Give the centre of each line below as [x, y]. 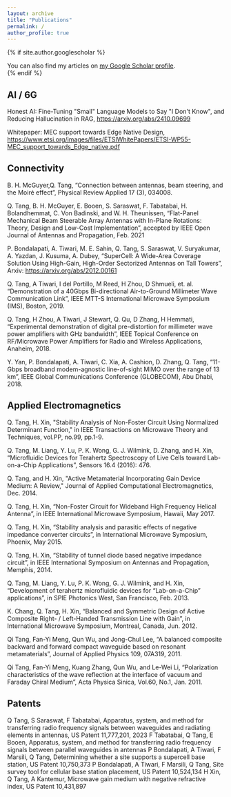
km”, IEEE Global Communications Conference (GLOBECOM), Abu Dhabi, [110, 376]
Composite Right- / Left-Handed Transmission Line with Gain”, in [99, 618]
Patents [24, 703]
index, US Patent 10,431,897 [47, 786]
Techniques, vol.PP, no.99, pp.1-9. [56, 437]
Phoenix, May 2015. [35, 542]
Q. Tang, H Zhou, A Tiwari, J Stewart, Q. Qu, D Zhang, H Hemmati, [101, 319]
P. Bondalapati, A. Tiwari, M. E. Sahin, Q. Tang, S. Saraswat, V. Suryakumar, [114, 248]
